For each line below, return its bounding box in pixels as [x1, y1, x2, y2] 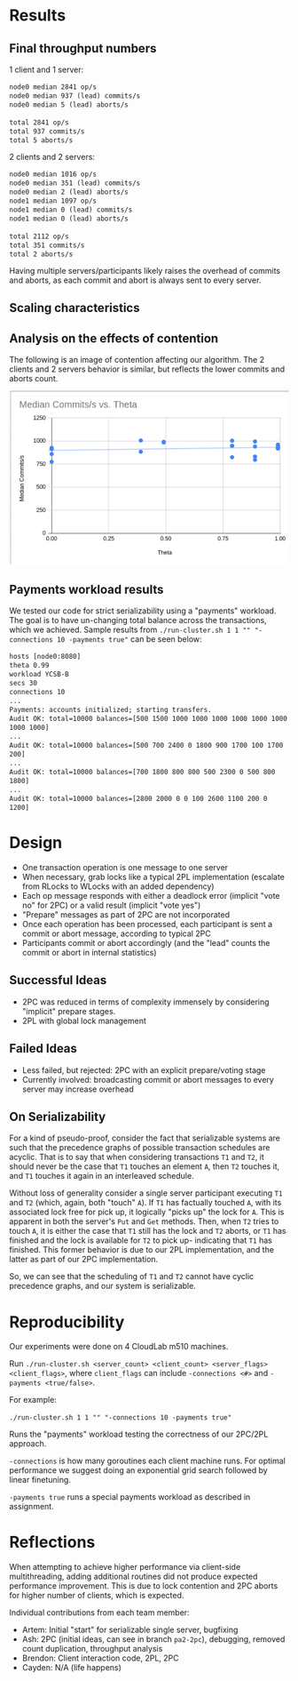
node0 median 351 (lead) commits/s [9, 179, 141, 188]
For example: [9, 1395, 58, 1405]
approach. [9, 1438, 47, 1449]
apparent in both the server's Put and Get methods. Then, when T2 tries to [9, 1216, 279, 1227]
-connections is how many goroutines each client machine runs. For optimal [9, 1455, 286, 1467]
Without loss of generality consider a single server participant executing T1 [9, 1188, 283, 1198]
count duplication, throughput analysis [21, 1644, 163, 1654]
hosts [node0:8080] [9, 652, 82, 660]
